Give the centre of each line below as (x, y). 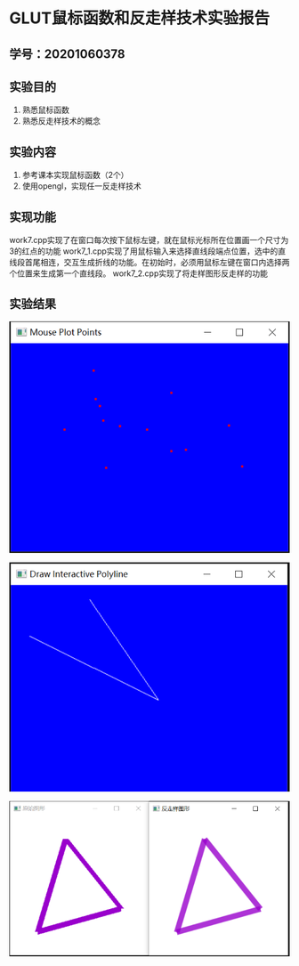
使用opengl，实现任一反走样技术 (82, 186)
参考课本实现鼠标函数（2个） (75, 175)
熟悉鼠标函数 (45, 110)
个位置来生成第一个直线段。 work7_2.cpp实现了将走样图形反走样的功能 (139, 273)
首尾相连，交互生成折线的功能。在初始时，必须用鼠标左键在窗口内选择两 (157, 263)
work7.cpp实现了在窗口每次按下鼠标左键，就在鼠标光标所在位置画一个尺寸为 (149, 240)
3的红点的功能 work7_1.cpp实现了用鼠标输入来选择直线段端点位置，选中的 (144, 251)
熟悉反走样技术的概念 (61, 121)
